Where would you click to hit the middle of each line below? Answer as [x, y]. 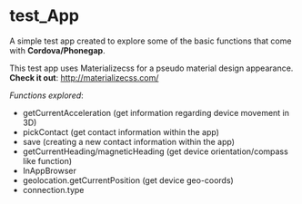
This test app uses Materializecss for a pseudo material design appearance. [151, 68]
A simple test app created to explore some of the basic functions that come [151, 41]
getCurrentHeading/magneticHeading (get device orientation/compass [155, 151]
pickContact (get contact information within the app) [121, 131]
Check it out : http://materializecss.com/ [84, 77]
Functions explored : [46, 95]
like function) [47, 160]
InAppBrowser [50, 170]
